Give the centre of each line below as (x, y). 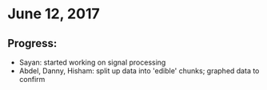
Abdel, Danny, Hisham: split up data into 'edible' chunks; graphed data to (139, 71)
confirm (32, 79)
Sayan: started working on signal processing (92, 62)
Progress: (32, 43)
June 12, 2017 (54, 14)
